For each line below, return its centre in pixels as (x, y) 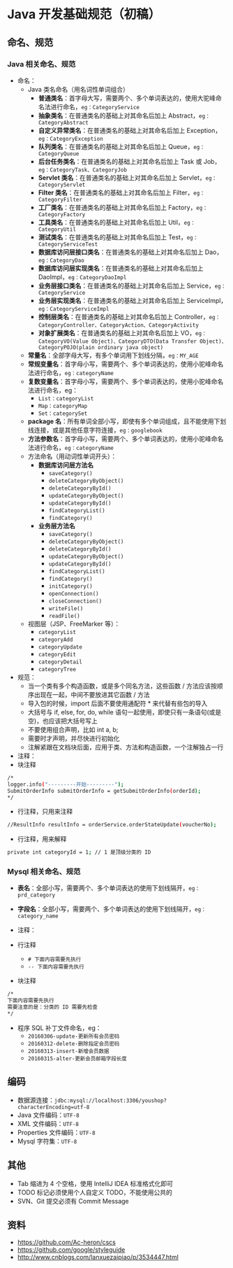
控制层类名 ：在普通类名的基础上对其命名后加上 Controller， (123, 316)
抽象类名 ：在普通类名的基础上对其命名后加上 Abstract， (119, 115)
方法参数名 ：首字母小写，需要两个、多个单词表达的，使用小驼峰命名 (126, 439)
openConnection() (74, 593)
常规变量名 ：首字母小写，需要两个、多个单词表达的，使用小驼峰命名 (126, 364)
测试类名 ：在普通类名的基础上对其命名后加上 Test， (112, 237)
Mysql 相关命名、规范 (44, 872)
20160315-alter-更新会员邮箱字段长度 (77, 1058)
